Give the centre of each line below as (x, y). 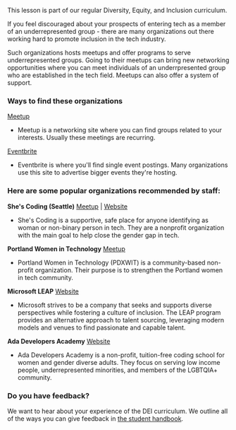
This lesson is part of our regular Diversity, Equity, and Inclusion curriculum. (117, 10)
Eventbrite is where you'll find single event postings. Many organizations (123, 165)
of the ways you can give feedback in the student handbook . (95, 418)
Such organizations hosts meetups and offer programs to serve (99, 53)
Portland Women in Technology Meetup (66, 249)
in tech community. (45, 277)
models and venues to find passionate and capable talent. (101, 327)
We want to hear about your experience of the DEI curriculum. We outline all (118, 411)
